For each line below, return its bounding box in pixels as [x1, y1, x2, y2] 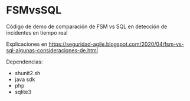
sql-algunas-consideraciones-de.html [6, 46, 99, 53]
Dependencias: [6, 58, 43, 65]
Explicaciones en [6, 41, 48, 48]
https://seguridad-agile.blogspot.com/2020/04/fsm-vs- [48, 41, 184, 48]
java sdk [14, 76, 35, 83]
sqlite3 [14, 88, 31, 95]
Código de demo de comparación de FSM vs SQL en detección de [6, 23, 168, 30]
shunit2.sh [14, 69, 41, 76]
